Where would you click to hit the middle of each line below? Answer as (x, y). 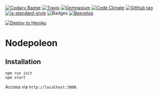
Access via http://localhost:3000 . (41, 87)
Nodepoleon (31, 43)
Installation (23, 62)
